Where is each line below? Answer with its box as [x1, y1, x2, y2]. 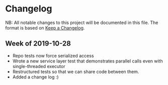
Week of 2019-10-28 [5, 39, 71, 48]
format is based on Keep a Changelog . [5, 24, 85, 30]
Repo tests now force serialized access [12, 52, 94, 58]
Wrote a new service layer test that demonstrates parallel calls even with [12, 58, 163, 64]
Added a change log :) [12, 73, 59, 80]
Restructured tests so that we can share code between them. [12, 68, 139, 74]
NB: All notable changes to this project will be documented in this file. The [5, 19, 158, 25]
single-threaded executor [12, 63, 65, 69]
